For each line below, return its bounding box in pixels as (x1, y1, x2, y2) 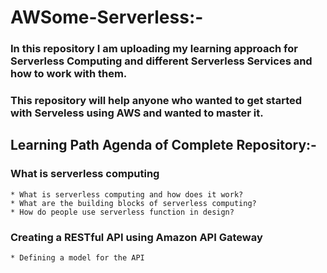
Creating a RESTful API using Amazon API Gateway (10, 230, 263, 244)
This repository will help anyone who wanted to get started (10, 94, 303, 108)
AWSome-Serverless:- (10, 6, 204, 29)
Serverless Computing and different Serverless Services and (10, 54, 313, 68)
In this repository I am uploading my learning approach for (10, 42, 298, 56)
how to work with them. (10, 67, 128, 81)
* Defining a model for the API (10, 253, 145, 263)
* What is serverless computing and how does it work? (10, 189, 244, 200)
